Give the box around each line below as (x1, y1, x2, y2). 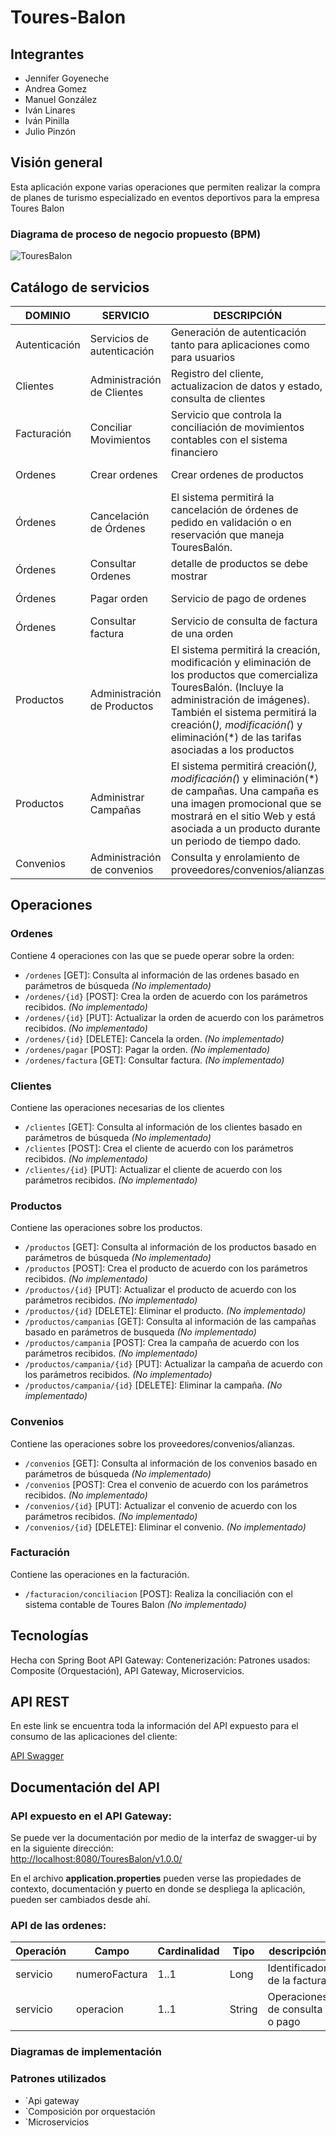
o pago (267, 2015, 301, 2029)
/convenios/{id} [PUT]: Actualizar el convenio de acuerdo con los (24, 1499, 298, 1511)
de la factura (267, 1974, 327, 1988)
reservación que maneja (170, 527, 285, 541)
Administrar (89, 790, 145, 804)
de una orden (170, 626, 234, 640)
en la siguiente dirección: (10, 1842, 114, 1855)
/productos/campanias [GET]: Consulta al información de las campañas (24, 1316, 317, 1328)
